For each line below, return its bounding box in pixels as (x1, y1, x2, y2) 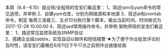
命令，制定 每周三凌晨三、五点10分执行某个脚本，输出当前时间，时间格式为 (5, 17, 161, 23)
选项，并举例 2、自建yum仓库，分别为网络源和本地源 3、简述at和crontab (9, 11, 161, 17)
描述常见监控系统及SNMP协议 (21, 30, 83, 35)
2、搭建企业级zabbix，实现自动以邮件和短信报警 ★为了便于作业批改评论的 (5, 36, 160, 42)
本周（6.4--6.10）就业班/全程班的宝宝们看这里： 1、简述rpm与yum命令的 (5, 5, 157, 10)
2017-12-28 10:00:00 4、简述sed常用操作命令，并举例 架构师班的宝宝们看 (5, 23, 159, 29)
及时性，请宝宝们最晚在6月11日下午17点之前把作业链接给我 (5, 42, 127, 48)
